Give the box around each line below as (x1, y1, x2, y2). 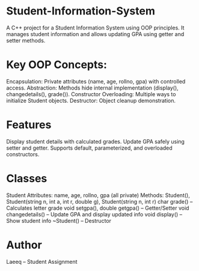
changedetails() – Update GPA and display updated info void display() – (6, 210, 183, 218)
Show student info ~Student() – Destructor (6, 217, 112, 224)
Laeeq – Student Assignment (6, 258, 78, 265)
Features (6, 118, 52, 132)
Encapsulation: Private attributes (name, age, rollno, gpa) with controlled (6, 78, 186, 85)
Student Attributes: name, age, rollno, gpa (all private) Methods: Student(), (6, 191, 191, 199)
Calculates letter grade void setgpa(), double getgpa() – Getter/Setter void (6, 204, 189, 212)
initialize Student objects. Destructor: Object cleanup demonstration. (6, 97, 176, 104)
